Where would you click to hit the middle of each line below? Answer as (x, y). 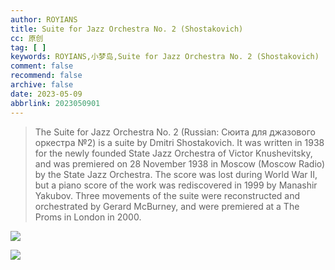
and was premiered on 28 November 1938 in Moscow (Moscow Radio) (180, 163)
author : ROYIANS (44, 19)
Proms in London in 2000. (88, 217)
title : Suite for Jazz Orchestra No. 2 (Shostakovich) (127, 29)
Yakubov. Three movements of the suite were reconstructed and (167, 195)
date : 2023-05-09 (46, 94)
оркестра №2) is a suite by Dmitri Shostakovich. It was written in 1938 (179, 142)
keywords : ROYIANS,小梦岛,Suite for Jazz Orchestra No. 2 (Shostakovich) (165, 57)
